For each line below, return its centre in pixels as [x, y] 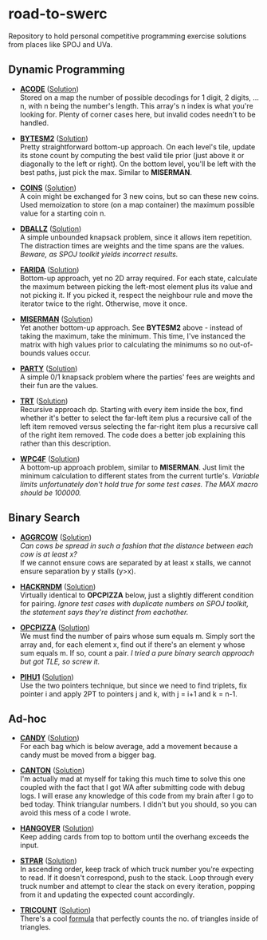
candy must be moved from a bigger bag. [88, 755]
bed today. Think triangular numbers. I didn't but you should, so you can [138, 804]
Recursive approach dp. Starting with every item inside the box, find [131, 409]
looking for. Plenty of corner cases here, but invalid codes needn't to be [138, 114]
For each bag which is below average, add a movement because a [129, 747]
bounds [32, 353]
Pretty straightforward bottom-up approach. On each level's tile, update [137, 147]
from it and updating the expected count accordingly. [107, 894]
